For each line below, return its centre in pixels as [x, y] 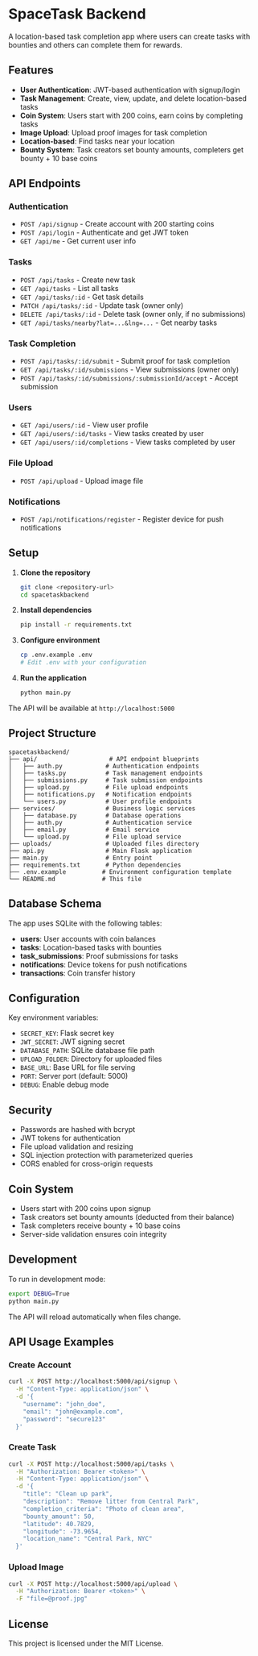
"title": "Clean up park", [68, 1494]
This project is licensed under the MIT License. [86, 1643]
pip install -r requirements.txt [76, 625]
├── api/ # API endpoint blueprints [104, 759]
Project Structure [52, 733]
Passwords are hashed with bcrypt [78, 1130]
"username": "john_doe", [64, 1404]
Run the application [53, 678]
